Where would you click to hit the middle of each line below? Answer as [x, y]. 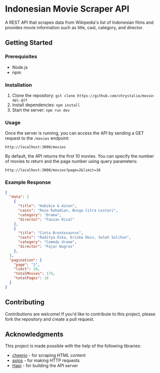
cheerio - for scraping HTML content [49, 356]
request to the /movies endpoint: [37, 138]
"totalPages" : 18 [31, 278]
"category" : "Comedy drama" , [47, 242]
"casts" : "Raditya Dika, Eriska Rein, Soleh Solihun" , [74, 238]
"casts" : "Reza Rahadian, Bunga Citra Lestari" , [68, 211]
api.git [20, 100]
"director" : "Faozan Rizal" [46, 219]
